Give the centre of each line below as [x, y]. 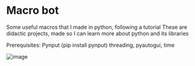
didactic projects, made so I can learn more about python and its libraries [97, 33]
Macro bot [33, 10]
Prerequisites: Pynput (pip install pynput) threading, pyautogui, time [91, 45]
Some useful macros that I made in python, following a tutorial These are [97, 27]
